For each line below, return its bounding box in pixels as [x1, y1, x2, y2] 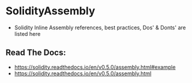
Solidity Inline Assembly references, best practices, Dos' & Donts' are [14, 24, 187, 31]
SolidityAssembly [5, 4, 95, 18]
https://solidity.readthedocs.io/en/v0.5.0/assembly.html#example [14, 63, 176, 70]
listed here [14, 30, 41, 37]
